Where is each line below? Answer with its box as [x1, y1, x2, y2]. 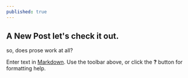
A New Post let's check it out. [6, 31, 119, 41]
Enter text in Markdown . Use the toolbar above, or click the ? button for [6, 58, 183, 66]
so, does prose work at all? [6, 47, 74, 54]
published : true [6, 8, 47, 15]
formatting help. [6, 65, 46, 72]
